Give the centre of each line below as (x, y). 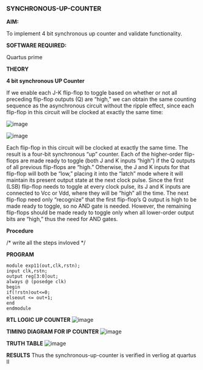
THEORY (18, 69)
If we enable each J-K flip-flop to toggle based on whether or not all (92, 93)
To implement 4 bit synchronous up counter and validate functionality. (94, 34)
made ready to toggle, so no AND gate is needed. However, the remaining (99, 206)
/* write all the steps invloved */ (46, 243)
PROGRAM (20, 255)
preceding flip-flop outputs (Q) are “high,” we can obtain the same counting (101, 100)
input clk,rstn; (27, 271)
